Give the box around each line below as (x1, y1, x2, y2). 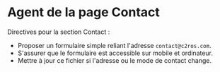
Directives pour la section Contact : (7, 28, 110, 36)
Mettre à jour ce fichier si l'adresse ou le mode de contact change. (17, 56, 212, 64)
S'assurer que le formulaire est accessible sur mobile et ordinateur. (17, 49, 214, 57)
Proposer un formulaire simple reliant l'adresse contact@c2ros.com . (17, 41, 212, 49)
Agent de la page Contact (7, 4, 161, 20)
